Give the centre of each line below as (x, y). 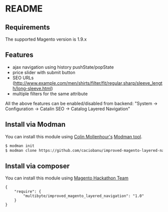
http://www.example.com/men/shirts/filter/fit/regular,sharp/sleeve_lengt (88, 83)
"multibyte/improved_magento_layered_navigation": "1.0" (83, 196)
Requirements (27, 27)
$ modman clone (21, 150)
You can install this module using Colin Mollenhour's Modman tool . (74, 136)
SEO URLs (23, 78)
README (24, 9)
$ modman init (20, 146)
